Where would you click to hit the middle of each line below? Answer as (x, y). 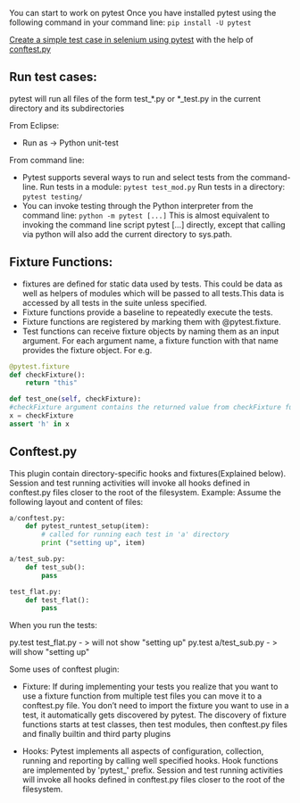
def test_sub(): (56, 567)
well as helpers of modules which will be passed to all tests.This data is (153, 293)
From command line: (47, 160)
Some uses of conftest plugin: (64, 669)
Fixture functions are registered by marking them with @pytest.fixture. (151, 321)
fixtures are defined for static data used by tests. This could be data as (152, 284)
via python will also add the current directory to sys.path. (127, 234)
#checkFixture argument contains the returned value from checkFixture (145, 408)
